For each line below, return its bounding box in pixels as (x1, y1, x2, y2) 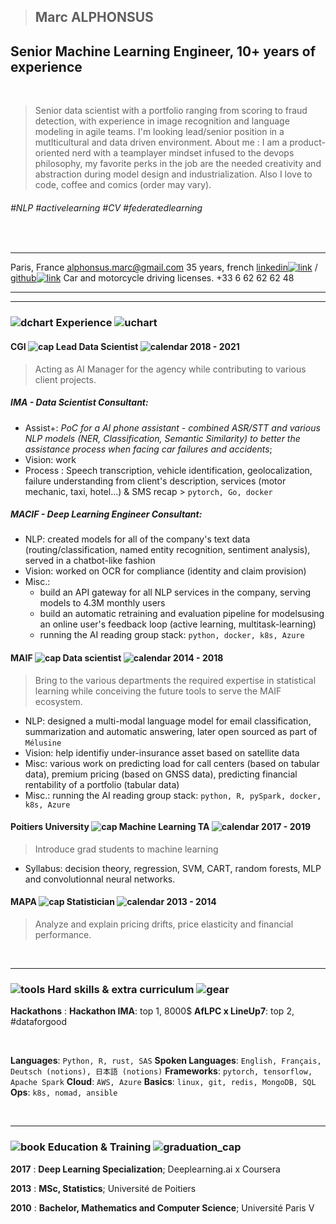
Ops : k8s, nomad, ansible (10, 1086, 118, 1099)
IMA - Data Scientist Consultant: (10, 396, 149, 409)
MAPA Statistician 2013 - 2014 (10, 896, 217, 908)
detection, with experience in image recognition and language (34, 115, 290, 127)
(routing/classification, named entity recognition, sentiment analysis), (24, 544, 311, 556)
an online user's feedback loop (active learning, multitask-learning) (39, 618, 317, 630)
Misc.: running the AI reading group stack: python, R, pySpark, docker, (24, 789, 322, 801)
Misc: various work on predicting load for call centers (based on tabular (24, 757, 320, 769)
